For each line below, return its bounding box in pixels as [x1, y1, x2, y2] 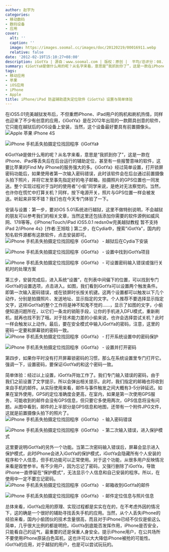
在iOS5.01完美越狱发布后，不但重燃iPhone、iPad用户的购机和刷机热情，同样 [5, 111, 163, 117]
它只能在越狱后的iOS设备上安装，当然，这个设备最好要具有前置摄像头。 [5, 124, 154, 130]
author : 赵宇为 [5, 7, 35, 13]
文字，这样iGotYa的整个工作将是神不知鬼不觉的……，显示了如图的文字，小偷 [5, 302, 163, 308]
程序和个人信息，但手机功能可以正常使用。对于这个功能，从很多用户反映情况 [5, 457, 164, 463]
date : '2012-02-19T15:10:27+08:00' [5, 54, 80, 60]
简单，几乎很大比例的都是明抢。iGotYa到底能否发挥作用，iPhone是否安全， [5, 523, 161, 529]
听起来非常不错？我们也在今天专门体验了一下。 [14, 196, 111, 202]
